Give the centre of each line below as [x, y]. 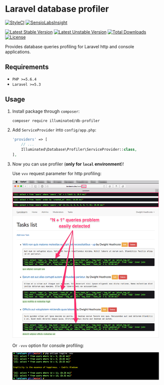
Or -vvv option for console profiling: [48, 345]
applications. [18, 52]
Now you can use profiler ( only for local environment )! [68, 164]
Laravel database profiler [57, 9]
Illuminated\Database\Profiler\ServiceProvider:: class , [79, 150]
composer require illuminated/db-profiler [56, 121]
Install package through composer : [46, 111]
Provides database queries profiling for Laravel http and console [70, 46]
